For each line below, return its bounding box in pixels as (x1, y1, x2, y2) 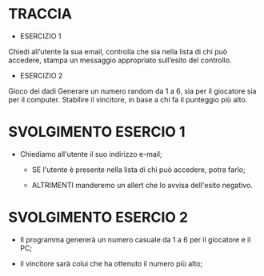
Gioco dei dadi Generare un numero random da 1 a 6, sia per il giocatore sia (8, 86, 257, 96)
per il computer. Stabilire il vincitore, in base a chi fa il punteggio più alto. (8, 94, 248, 104)
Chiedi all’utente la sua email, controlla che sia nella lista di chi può (8, 46, 228, 56)
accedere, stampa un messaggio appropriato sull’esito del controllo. (8, 55, 232, 65)
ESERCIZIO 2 (19, 70, 63, 80)
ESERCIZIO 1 (19, 31, 62, 41)
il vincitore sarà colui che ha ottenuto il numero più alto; (19, 258, 203, 268)
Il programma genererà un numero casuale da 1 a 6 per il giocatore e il (19, 234, 251, 244)
